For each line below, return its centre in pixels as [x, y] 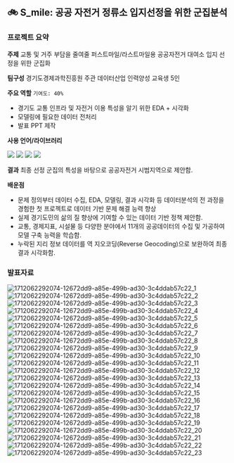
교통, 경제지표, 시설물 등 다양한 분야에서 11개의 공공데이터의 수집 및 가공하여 [121, 226]
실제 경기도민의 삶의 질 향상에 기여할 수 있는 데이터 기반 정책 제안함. [110, 217]
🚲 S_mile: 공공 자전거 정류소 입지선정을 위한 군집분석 [117, 13]
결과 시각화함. [37, 253]
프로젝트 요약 [28, 37]
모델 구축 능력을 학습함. [50, 235]
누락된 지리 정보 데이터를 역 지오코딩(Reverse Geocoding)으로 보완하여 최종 [122, 243]
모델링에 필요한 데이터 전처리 [57, 116]
